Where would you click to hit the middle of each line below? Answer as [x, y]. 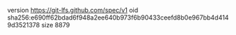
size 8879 [56, 25]
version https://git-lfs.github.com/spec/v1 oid [73, 10]
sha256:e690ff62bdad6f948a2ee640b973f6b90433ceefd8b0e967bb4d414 [118, 17]
